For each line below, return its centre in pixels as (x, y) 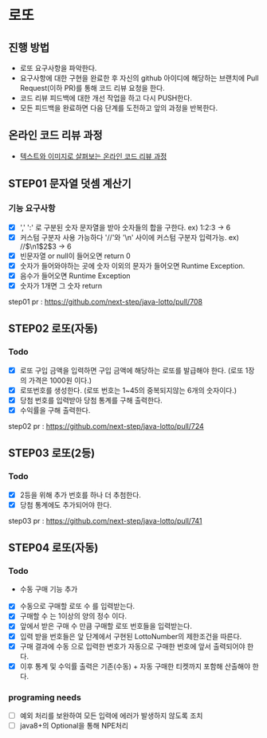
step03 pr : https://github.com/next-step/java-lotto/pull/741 (105, 520)
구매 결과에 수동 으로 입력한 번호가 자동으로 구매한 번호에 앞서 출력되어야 (132, 646)
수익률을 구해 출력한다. (55, 410)
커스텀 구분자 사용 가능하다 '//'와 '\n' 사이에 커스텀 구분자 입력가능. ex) (129, 237)
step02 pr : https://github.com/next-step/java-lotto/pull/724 (106, 426)
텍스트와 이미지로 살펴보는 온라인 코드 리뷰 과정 (93, 156)
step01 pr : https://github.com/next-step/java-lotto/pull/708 (106, 301)
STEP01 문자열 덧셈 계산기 (70, 184)
